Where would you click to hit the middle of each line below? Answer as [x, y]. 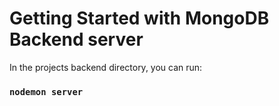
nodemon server [46, 91]
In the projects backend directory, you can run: [106, 67]
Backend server [76, 39]
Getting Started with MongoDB [139, 18]
